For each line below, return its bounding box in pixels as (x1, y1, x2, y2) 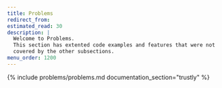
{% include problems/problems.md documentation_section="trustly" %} (7, 73, 210, 81)
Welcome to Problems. (13, 35, 75, 42)
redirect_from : (7, 16, 51, 23)
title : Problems (7, 10, 53, 17)
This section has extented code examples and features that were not (13, 42, 215, 48)
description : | (7, 29, 51, 36)
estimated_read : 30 (7, 23, 63, 29)
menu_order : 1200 (7, 55, 57, 61)
